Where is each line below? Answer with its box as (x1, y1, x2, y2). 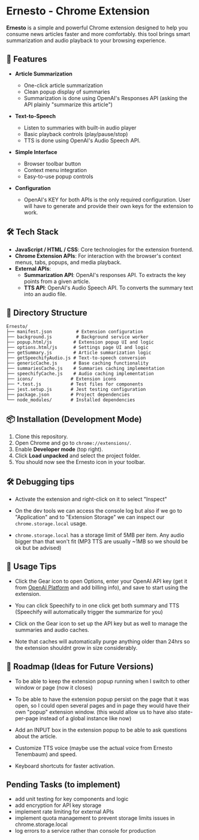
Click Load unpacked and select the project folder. (14, 452, 141, 459)
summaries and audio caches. (14, 626, 90, 633)
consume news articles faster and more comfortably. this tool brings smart (6, 30, 191, 37)
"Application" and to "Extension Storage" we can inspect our (14, 514, 165, 520)
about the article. (14, 733, 58, 740)
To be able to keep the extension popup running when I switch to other (14, 678, 190, 685)
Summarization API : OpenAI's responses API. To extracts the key (23, 271, 186, 278)
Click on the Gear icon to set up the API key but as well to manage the (14, 619, 188, 627)
